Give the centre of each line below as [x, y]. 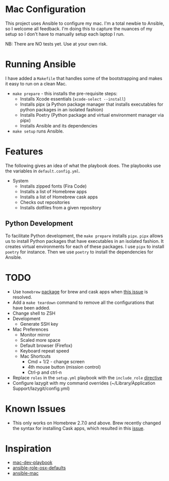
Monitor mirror [35, 334]
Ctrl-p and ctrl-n [45, 372]
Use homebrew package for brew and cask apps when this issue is [80, 291]
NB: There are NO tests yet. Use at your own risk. [57, 43]
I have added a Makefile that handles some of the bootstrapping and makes [84, 78]
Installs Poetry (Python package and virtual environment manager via [92, 115]
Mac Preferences [31, 329]
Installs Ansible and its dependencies [59, 125]
